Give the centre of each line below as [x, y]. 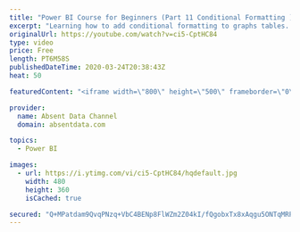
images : [24, 165]
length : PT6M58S [39, 59]
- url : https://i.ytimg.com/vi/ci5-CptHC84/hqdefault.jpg [128, 173]
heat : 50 [25, 76]
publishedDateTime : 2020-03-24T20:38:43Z [87, 68]
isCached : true [54, 198]
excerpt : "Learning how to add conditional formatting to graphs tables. [150, 26]
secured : [25, 214]
